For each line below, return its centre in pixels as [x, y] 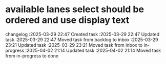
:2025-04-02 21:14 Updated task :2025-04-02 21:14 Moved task [93, 50]
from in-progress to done [32, 56]
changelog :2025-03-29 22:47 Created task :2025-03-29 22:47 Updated [82, 34]
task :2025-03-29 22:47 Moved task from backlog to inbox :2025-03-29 [82, 40]
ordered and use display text [67, 20]
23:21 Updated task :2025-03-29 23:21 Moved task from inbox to [74, 45]
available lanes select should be [75, 9]
